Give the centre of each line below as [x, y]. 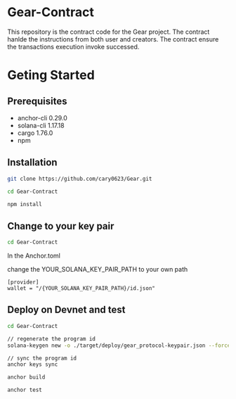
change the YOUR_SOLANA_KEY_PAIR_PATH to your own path [98, 270]
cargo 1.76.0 [35, 133]
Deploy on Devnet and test [66, 310]
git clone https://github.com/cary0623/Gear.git [80, 179]
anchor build [26, 377]
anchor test [25, 390]
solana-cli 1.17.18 [41, 125]
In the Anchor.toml [34, 256]
